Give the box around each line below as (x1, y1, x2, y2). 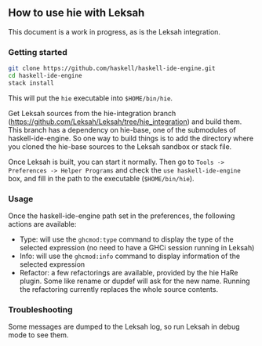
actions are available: (8, 220, 77, 229)
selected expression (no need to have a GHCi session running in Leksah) (19, 243, 255, 253)
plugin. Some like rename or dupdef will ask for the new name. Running (19, 276, 250, 286)
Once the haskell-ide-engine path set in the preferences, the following (8, 211, 235, 220)
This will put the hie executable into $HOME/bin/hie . (8, 93, 173, 103)
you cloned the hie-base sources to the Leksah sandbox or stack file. (8, 141, 232, 151)
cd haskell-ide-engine (8, 71, 82, 79)
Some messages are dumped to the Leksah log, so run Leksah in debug (8, 322, 241, 332)
